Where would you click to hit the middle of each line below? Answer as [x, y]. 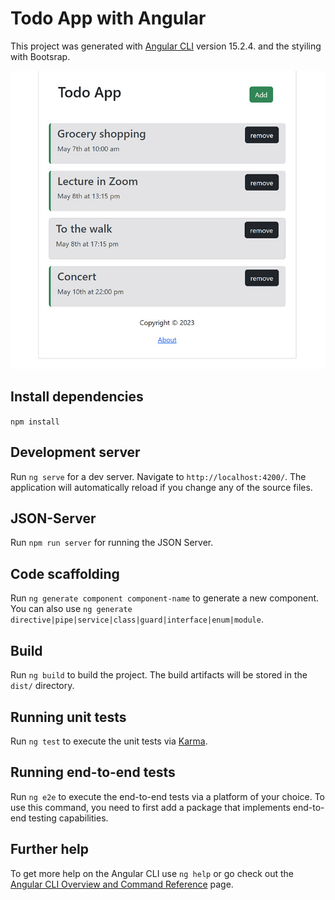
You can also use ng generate [71, 609]
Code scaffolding [65, 573]
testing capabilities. [68, 818]
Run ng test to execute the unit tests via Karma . [109, 741]
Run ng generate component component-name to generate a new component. [165, 598]
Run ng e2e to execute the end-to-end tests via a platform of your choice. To [168, 796]
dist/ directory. [42, 686]
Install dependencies [77, 397]
